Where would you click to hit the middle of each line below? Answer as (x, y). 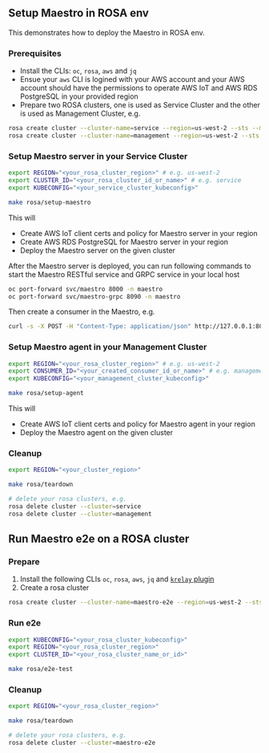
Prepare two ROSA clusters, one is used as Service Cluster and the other (140, 105)
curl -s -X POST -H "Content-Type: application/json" (100, 327)
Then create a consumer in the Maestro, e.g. (82, 311)
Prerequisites (35, 53)
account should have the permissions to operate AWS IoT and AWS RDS (139, 88)
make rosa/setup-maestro (50, 202)
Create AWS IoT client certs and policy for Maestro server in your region (139, 233)
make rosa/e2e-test (41, 670)
